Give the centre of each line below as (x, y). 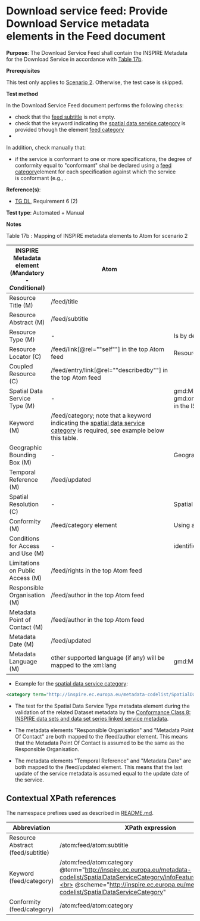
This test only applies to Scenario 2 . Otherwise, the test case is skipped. (95, 82)
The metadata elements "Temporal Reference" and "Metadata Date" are (103, 761)
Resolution (24, 504)
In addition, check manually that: (46, 147)
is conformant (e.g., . (40, 178)
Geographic (26, 447)
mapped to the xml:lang (84, 665)
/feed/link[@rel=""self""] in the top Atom (107, 349)
